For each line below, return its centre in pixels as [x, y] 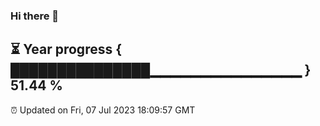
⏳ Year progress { [66, 49]
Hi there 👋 [35, 16]
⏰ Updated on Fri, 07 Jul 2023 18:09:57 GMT [103, 110]
